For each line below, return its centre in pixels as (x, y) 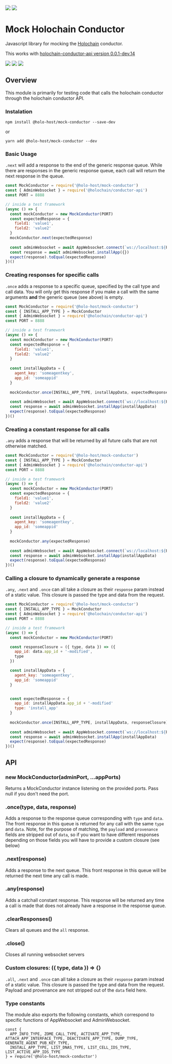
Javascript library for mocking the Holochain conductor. (64, 43)
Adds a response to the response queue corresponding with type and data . (84, 818)
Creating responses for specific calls (52, 275)
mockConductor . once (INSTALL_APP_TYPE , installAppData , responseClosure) (89, 723)
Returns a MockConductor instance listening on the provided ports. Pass (82, 788)
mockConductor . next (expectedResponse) (51, 238)
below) (13, 845)
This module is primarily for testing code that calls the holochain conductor (84, 93)
